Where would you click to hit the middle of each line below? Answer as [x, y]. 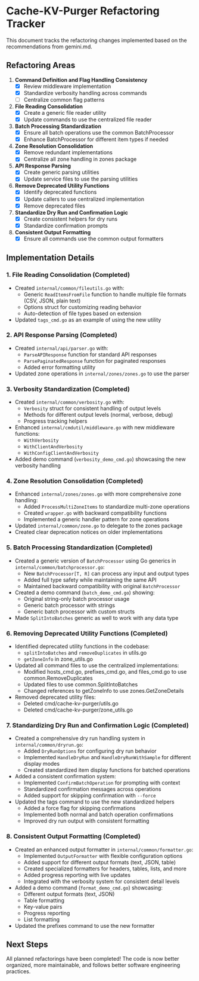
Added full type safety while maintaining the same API [90, 580]
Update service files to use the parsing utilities [81, 179]
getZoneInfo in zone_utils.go [58, 659]
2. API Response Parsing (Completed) [62, 335]
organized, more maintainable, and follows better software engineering [93, 965]
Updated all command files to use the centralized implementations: [97, 665]
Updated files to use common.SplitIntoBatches [81, 684]
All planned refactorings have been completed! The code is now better [93, 959]
